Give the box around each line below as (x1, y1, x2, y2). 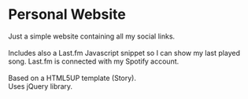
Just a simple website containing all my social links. (8, 31, 176, 41)
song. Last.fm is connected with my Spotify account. (8, 57, 180, 66)
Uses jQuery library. (8, 81, 73, 91)
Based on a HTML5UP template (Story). (8, 73, 136, 82)
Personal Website (8, 5, 126, 24)
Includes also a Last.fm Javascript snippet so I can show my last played (8, 48, 240, 57)
